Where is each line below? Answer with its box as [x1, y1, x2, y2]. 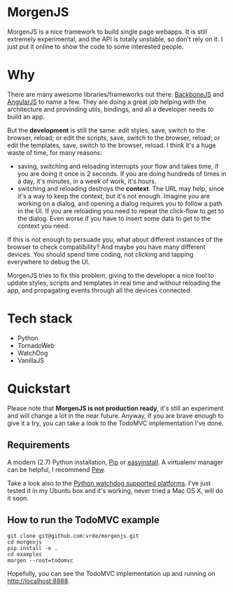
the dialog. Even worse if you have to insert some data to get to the [17, 214, 211, 222]
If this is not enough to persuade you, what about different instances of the [7, 235, 223, 243]
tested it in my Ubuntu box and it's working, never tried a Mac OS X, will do [7, 486, 224, 495]
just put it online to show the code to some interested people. [7, 42, 184, 51]
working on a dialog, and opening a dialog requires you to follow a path [17, 199, 223, 208]
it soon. [7, 494, 29, 502]
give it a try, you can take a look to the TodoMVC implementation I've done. [7, 419, 224, 427]
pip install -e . [7, 545, 58, 552]
